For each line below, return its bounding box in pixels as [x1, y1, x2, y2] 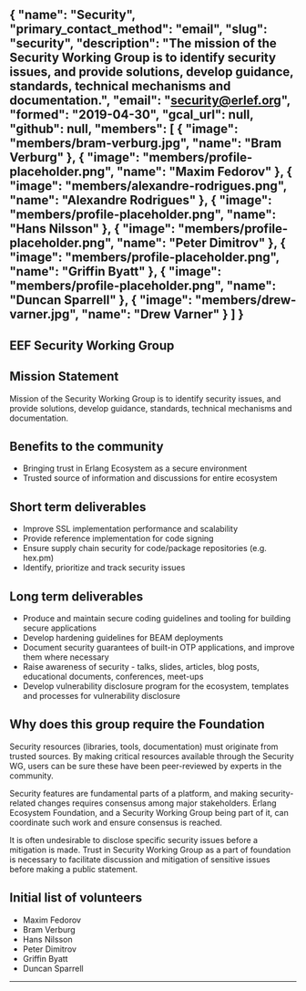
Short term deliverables [9, 499, 147, 515]
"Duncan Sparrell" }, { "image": [9, 292, 193, 308]
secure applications [22, 622, 97, 633]
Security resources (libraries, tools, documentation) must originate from [9, 741, 279, 752]
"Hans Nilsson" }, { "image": [9, 221, 176, 236]
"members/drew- [194, 292, 297, 308]
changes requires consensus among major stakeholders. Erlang [37, 798, 277, 808]
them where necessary [22, 652, 109, 662]
